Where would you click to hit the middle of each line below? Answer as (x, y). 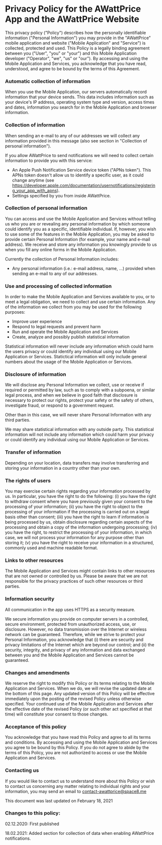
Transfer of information (33, 452)
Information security (30, 599)
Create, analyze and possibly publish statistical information (71, 337)
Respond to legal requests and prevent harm (56, 327)
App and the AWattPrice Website (72, 19)
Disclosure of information (36, 374)
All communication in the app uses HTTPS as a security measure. (70, 609)
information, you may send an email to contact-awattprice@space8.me (76, 791)
